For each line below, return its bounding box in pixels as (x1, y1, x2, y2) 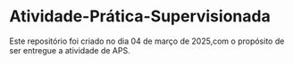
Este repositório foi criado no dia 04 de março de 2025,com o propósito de (9, 36, 285, 46)
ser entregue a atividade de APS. (9, 45, 131, 55)
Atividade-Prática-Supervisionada (9, 6, 271, 27)
